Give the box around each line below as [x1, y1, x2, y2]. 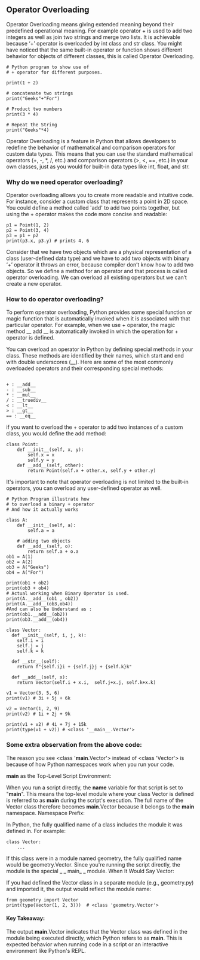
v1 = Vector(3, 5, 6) [6, 690, 60, 696]
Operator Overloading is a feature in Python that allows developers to [6, 137, 177, 144]
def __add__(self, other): [17, 462, 84, 469]
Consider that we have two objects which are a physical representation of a [6, 249, 192, 256]
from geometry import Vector [6, 897, 79, 903]
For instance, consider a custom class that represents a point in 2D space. [6, 198, 189, 205]
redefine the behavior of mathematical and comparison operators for [6, 144, 176, 151]
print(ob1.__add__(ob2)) [6, 611, 68, 617]
